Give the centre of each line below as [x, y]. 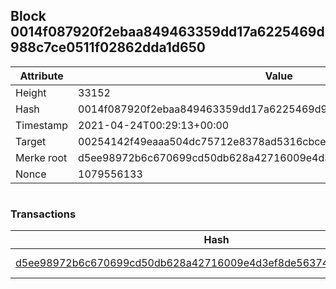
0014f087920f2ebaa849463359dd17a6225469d [167, 32]
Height [31, 92]
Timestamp [42, 125]
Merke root [41, 157]
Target [31, 141]
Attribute [41, 76]
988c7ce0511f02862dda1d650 [108, 47]
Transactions [43, 214]
